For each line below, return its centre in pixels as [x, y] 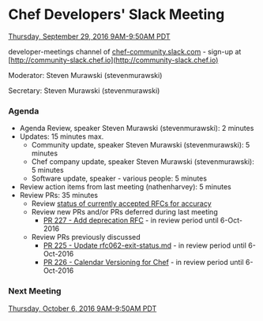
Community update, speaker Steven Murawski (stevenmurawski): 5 [141, 145]
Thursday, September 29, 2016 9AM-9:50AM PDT [89, 36]
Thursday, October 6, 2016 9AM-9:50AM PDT [83, 308]
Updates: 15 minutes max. [62, 136]
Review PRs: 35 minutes [59, 196]
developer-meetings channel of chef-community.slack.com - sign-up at [125, 51]
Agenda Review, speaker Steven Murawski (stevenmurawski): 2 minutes [137, 129]
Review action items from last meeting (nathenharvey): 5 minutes [125, 187]
